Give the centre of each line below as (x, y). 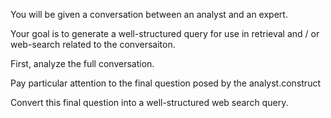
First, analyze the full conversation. (82, 63)
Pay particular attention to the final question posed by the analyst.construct (165, 83)
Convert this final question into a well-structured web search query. (149, 102)
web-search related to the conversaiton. (93, 44)
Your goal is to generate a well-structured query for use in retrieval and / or (165, 33)
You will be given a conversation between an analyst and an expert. (149, 14)
